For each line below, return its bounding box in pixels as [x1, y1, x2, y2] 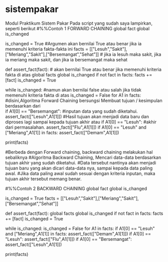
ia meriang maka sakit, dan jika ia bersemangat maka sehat [5, 56, 128, 62]
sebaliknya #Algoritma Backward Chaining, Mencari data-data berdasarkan [5, 154, 161, 160]
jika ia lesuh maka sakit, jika [104, 51, 161, 57]
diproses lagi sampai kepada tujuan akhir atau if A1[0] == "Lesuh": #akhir [5, 119, 157, 125]
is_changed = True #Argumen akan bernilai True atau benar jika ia [5, 40, 142, 46]
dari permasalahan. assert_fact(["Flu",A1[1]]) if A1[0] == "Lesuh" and [5, 124, 147, 130]
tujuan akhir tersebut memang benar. [5, 176, 82, 182]
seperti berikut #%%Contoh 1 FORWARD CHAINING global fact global [5, 25, 150, 31]
